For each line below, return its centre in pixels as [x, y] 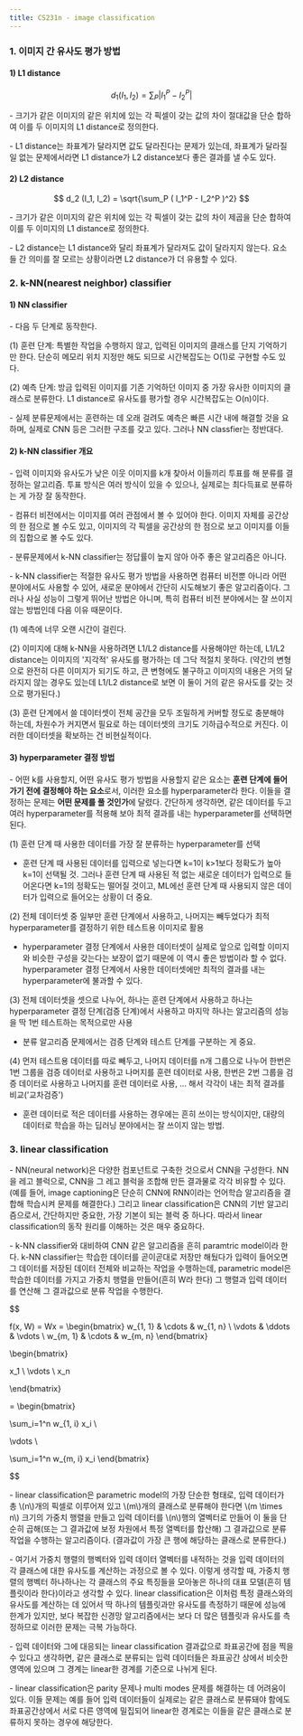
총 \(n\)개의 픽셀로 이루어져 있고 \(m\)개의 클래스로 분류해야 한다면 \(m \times [146, 1506]
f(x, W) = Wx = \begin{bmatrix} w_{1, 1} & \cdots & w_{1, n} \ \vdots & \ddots [150, 1326]
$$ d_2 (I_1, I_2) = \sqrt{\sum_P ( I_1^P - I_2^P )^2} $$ [151, 199]
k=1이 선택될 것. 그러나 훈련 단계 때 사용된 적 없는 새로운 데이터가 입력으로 [152, 874]
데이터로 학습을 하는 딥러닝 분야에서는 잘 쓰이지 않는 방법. [124, 1125]
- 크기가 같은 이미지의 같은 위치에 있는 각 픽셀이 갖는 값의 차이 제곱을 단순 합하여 [150, 217]
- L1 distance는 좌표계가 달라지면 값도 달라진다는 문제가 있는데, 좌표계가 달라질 [148, 146]
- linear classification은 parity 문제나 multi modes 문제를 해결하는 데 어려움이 [147, 1688]
